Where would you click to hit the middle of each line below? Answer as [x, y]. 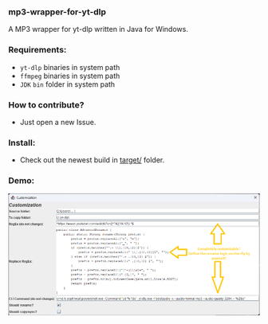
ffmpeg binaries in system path [70, 76]
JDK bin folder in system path [67, 84]
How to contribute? [46, 104]
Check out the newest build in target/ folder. [92, 160]
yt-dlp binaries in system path [70, 67]
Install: [22, 142]
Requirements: [37, 50]
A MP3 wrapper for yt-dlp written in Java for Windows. [99, 29]
